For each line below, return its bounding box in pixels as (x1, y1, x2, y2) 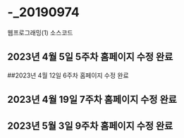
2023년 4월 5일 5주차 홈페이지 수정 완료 (7, 51, 173, 63)
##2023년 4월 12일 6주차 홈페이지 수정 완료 (7, 71, 129, 80)
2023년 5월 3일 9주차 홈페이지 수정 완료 (7, 120, 173, 132)
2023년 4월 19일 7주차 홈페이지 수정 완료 (7, 94, 178, 106)
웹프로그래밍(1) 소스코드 (7, 28, 73, 37)
